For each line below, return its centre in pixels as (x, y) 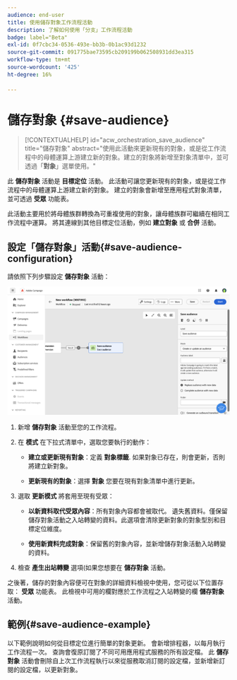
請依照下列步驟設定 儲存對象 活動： (59, 276)
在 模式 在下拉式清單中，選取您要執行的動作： (84, 442)
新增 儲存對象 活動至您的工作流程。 (69, 427)
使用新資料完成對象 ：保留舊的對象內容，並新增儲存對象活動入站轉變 (127, 544)
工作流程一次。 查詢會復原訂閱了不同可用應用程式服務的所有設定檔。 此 (111, 652)
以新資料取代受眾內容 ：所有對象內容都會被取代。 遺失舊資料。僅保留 (128, 511)
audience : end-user (36, 15)
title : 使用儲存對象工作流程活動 (50, 22)
